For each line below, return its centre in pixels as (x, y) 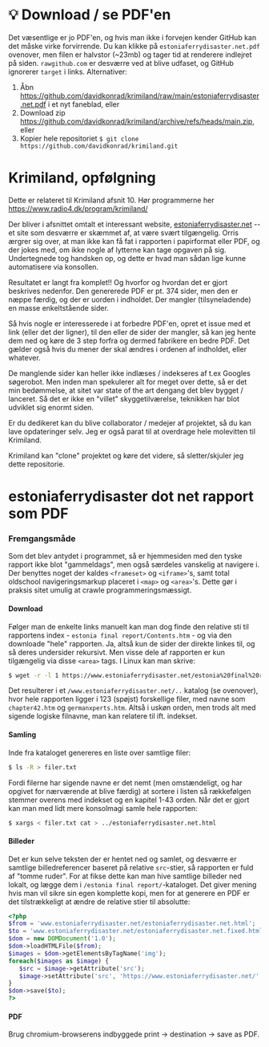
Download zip (42, 112)
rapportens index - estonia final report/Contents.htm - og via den (120, 635)
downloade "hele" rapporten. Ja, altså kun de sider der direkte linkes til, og (132, 643)
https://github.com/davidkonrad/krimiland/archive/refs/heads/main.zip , (137, 121)
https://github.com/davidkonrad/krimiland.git (99, 146)
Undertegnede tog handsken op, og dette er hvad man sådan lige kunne (127, 258)
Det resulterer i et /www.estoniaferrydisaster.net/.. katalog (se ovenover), (133, 691)
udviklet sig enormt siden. (51, 407)
